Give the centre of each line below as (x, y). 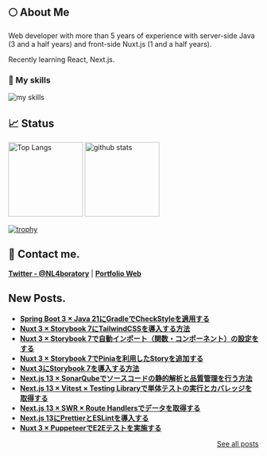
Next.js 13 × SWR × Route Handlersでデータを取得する (110, 408)
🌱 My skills (29, 79)
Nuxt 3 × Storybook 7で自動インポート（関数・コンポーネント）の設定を (139, 338)
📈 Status (31, 124)
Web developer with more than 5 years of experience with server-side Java (132, 35)
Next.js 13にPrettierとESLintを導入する (84, 418)
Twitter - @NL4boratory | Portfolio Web (75, 273)
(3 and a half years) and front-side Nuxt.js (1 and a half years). (110, 44)
